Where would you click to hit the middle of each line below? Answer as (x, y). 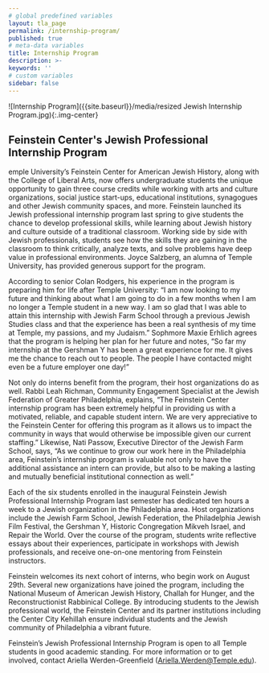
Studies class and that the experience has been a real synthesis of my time (132, 324)
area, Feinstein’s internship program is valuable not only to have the (120, 460)
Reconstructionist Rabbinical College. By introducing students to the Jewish (134, 602)
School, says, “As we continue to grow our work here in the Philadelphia (127, 451)
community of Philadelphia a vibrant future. (80, 628)
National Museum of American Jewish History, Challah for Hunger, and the (132, 593)
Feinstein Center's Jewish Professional (108, 140)
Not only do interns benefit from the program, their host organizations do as (134, 382)
